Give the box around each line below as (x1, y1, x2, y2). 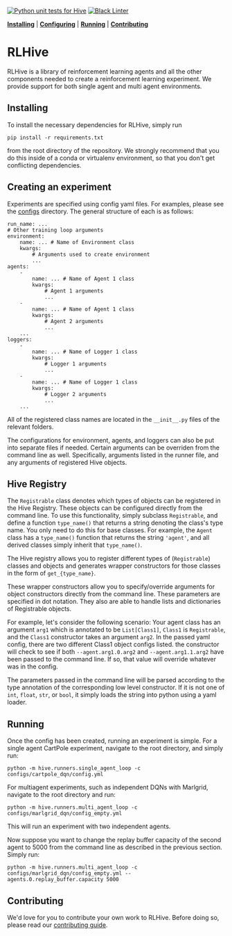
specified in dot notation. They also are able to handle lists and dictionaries (7, 598, 222, 606)
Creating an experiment (7, 181, 112, 193)
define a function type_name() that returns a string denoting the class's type (7, 518, 224, 527)
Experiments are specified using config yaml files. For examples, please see (7, 199, 224, 208)
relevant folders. (7, 422, 54, 431)
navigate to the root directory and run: (7, 791, 116, 799)
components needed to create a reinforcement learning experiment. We (7, 74, 212, 83)
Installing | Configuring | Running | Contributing (7, 20, 149, 28)
